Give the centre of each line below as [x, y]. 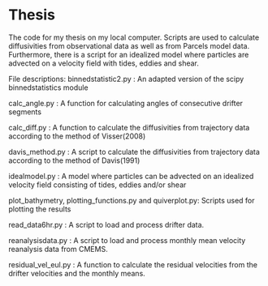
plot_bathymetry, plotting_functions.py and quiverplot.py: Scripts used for [132, 200]
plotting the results [40, 209]
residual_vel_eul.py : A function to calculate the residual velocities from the [133, 264]
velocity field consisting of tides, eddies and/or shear [97, 185]
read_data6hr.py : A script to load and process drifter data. [106, 224]
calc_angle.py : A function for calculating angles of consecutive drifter [126, 103]
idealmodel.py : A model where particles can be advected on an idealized [131, 176]
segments [25, 112]
